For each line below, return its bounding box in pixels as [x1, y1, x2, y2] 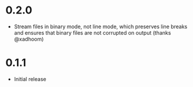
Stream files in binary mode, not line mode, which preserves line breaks [13, 23, 188, 30]
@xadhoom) [13, 35, 44, 42]
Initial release [13, 75, 46, 82]
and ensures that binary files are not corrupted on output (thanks [13, 29, 171, 36]
